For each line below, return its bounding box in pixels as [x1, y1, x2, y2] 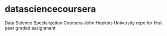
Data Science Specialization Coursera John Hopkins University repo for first [5, 20, 162, 26]
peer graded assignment [5, 25, 56, 31]
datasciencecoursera [5, 3, 96, 15]
